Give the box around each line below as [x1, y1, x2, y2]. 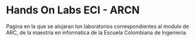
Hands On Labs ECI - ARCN [6, 3, 140, 17]
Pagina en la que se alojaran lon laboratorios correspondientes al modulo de [6, 23, 189, 30]
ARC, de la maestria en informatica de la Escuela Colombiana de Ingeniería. [6, 29, 188, 36]
